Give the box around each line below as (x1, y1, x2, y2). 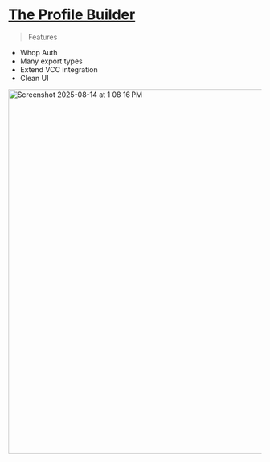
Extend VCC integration (19, 64, 98, 74)
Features (27, 32, 58, 42)
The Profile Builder (8, 6, 136, 24)
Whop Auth (19, 47, 58, 57)
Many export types (19, 56, 83, 66)
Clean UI (19, 73, 49, 83)
